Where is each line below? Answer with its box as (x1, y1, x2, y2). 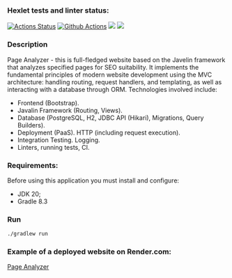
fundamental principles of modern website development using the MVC (7, 70, 212, 79)
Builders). (17, 121, 45, 129)
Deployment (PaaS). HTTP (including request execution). (17, 128, 181, 137)
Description (7, 40, 48, 49)
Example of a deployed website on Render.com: (7, 247, 172, 256)
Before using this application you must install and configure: (7, 176, 180, 185)
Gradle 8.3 (17, 197, 48, 206)
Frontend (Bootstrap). (17, 98, 79, 107)
